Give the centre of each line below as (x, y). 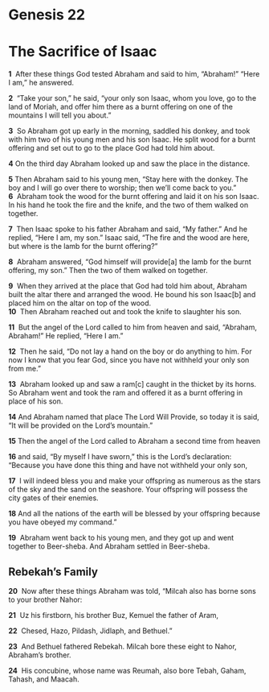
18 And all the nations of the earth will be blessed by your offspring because (134, 514)
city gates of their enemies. (53, 498)
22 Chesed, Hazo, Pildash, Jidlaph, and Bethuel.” (90, 631)
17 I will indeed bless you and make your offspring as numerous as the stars (134, 481)
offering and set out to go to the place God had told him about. (112, 148)
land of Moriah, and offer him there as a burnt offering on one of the (120, 107)
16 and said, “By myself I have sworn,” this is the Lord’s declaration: (120, 457)
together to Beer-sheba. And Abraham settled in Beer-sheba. (109, 546)
